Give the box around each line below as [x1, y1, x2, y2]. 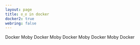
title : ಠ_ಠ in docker [5, 12, 50, 17]
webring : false [5, 21, 37, 26]
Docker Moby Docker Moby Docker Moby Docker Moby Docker [5, 34, 135, 40]
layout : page [5, 7, 32, 12]
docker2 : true [5, 16, 35, 21]
